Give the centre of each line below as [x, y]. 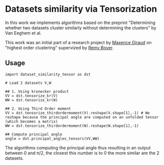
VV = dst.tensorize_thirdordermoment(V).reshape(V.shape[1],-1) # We [78, 113]
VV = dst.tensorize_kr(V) [31, 96]
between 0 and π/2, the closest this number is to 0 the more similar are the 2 [82, 153]
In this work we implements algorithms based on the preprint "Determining [80, 23]
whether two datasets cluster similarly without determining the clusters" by [81, 27]
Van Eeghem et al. [23, 33]
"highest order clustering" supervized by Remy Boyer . [59, 47]
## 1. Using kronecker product [37, 92]
